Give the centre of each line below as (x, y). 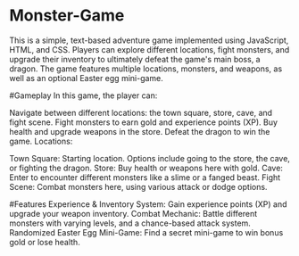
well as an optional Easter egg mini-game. (86, 78)
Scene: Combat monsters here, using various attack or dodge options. (138, 186)
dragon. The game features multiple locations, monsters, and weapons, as (146, 69)
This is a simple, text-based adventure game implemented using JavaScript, (149, 40)
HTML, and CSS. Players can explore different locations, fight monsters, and (149, 49)
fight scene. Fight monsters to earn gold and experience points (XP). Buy (144, 122)
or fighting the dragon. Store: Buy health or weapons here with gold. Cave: (146, 168)
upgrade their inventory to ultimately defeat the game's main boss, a (135, 59)
